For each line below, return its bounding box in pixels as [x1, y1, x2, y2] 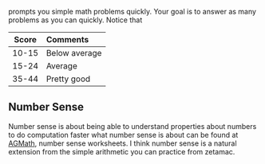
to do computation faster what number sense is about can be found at [8, 130, 239, 139]
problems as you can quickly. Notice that [8, 15, 143, 25]
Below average [45, 48, 102, 58]
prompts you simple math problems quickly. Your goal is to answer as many [8, 7, 257, 16]
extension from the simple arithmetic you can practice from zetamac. [8, 146, 235, 156]
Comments [45, 34, 89, 45]
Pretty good [45, 73, 91, 84]
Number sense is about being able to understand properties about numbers [8, 121, 257, 131]
